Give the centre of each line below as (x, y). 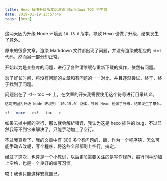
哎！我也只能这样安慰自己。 (34, 174)
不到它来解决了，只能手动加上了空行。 (57, 129)
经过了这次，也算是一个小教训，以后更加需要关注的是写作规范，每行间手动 (81, 157)
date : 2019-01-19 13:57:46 (33, 14)
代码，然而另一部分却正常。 (34, 57)
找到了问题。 (22, 84)
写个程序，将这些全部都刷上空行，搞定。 (77, 146)
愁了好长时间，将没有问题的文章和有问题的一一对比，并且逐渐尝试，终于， (81, 78)
